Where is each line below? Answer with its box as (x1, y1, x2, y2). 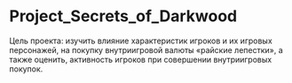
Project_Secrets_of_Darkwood (9, 6, 238, 26)
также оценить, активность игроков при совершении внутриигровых (9, 54, 272, 64)
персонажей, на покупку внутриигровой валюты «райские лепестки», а (9, 44, 284, 55)
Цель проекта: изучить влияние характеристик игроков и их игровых (9, 35, 272, 46)
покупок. (9, 64, 43, 74)
